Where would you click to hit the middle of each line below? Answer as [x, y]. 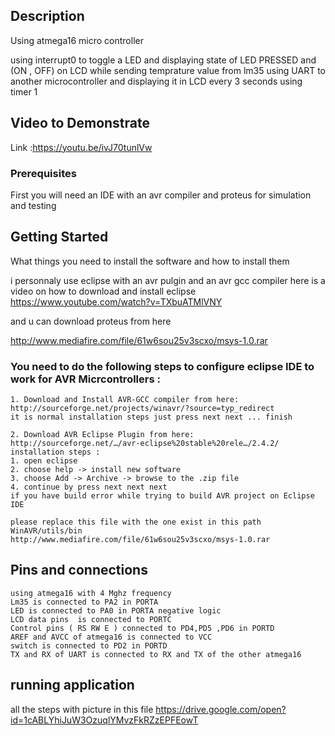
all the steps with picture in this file [82, 709]
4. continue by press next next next [89, 487]
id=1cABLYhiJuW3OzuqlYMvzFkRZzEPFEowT [104, 720]
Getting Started [59, 237]
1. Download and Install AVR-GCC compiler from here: [125, 400]
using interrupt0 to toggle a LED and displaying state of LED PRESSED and [163, 60]
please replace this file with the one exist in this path [136, 522]
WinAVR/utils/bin [46, 531]
